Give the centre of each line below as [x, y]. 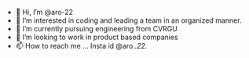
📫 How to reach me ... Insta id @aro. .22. [81, 46]
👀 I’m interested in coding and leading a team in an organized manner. [128, 20]
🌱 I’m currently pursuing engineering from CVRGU [97, 29]
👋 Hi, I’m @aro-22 [44, 12]
